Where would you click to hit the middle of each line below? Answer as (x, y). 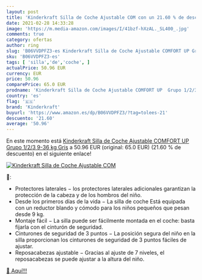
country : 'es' (24, 96)
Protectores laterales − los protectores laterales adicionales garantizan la (105, 189)
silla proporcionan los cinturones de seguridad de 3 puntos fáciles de (101, 240)
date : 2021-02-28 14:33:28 (40, 23)
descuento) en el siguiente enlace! (49, 154)
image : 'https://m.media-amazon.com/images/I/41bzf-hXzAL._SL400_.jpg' (98, 29)
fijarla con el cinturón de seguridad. (59, 227)
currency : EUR (24, 73)
